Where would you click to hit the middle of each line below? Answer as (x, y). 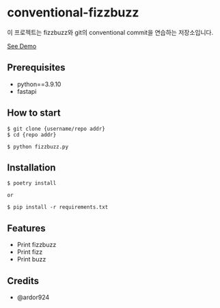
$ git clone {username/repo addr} (56, 129)
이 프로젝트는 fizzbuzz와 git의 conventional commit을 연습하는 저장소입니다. (110, 32)
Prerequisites (36, 67)
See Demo (22, 46)
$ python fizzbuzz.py (38, 146)
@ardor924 (33, 297)
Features (26, 228)
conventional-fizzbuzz (73, 13)
